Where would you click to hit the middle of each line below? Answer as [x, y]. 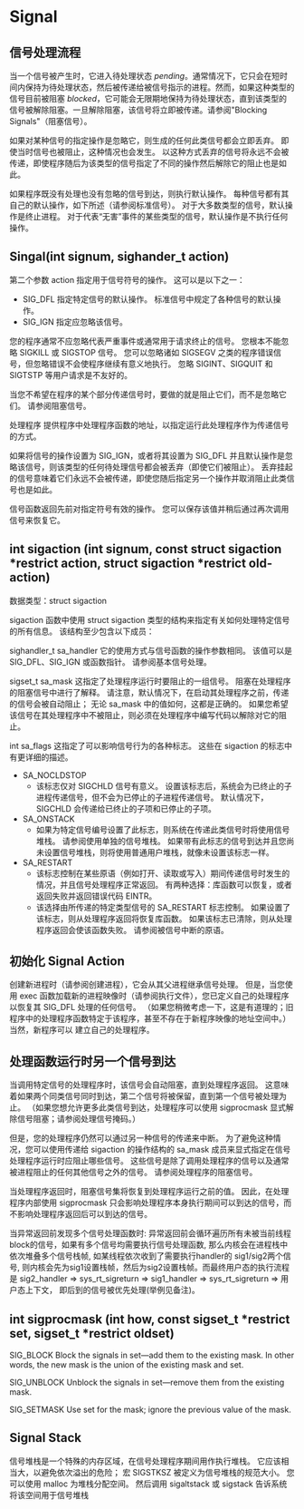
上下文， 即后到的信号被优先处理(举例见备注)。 [113, 1290]
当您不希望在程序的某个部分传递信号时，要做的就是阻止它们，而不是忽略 [144, 394]
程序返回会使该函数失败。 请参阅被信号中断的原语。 [132, 930]
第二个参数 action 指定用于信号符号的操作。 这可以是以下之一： [128, 279]
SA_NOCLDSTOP [54, 775]
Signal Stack [45, 1438]
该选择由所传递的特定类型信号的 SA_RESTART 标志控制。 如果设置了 [163, 907]
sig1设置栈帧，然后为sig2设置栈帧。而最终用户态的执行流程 [179, 1268]
